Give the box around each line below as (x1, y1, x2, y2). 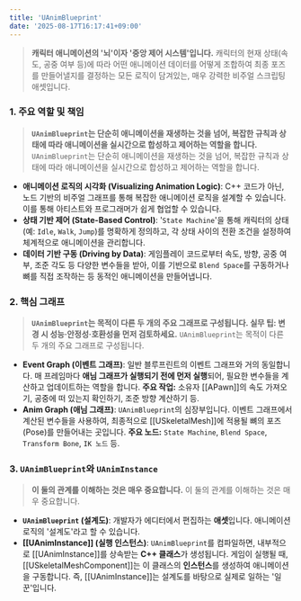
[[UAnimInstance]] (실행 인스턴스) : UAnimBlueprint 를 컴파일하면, (22, 537, 256, 549)
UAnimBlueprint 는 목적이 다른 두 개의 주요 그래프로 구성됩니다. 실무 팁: (31, 318, 277, 328)
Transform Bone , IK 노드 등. (22, 438, 120, 449)
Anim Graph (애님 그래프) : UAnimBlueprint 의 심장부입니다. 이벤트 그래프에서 (22, 404, 293, 415)
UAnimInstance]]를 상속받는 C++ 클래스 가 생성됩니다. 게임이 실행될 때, (37, 549, 289, 560)
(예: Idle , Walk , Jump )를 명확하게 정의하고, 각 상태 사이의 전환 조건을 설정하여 (22, 226, 292, 237)
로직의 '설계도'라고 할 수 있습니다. (22, 526, 141, 537)
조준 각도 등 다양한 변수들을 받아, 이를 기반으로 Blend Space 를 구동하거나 (34, 259, 289, 270)
